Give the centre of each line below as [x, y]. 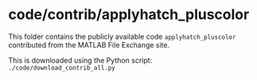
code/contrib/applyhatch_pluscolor [129, 15]
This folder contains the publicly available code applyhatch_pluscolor [122, 36]
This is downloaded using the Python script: [80, 60]
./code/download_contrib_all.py [62, 68]
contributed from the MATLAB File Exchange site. [89, 44]
